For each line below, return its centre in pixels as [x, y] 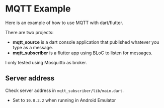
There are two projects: [29, 32]
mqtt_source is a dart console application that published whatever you [86, 42]
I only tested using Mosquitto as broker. [46, 62]
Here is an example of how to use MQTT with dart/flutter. [64, 23]
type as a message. [33, 47]
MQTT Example [38, 9]
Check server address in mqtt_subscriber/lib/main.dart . [65, 90]
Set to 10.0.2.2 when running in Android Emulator [64, 100]
